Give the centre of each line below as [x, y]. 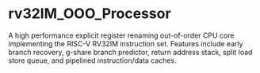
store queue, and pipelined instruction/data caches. [92, 60]
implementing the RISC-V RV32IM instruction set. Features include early [126, 43]
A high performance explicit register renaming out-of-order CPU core [121, 35]
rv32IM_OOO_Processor [90, 14]
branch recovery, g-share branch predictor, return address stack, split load [130, 52]
